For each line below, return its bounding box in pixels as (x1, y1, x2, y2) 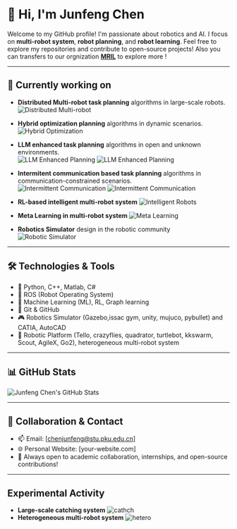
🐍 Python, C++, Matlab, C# (17, 282, 97, 291)
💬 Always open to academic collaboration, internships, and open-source (17, 453, 228, 461)
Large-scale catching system (17, 506, 106, 514)
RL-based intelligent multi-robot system (17, 197, 138, 206)
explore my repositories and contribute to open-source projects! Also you (7, 44, 221, 53)
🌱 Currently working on (7, 79, 111, 91)
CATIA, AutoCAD (17, 323, 67, 332)
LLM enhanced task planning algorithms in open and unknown (17, 140, 201, 149)
